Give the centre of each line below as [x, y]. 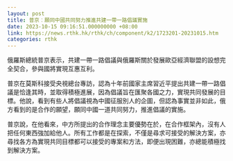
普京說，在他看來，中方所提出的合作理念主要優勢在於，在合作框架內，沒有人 [116, 124]
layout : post [26, 14]
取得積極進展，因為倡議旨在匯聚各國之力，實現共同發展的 [137, 92]
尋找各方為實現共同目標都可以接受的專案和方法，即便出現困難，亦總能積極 [113, 142]
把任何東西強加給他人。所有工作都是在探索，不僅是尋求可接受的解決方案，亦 [116, 133]
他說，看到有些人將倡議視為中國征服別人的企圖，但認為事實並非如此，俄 [122, 101]
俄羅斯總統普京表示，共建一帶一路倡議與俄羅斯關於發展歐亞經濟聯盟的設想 [113, 60]
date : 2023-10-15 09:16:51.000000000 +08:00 [72, 26]
